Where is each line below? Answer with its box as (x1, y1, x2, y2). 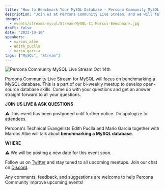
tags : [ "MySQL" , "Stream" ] (5, 53, 60, 58)
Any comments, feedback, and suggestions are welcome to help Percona (5, 174, 153, 180)
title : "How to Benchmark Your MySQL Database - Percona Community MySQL (5, 7, 160, 12)
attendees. (5, 116, 27, 122)
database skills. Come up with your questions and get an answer (20, 87, 151, 93)
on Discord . (5, 164, 28, 170)
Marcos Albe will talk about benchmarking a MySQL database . (5, 131, 134, 137)
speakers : (5, 35, 26, 40)
